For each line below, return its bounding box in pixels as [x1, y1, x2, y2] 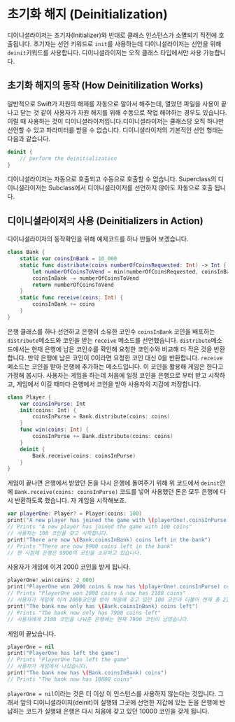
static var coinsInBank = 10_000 [20, 255, 117, 262]
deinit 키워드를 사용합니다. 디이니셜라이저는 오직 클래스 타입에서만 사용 [7, 48, 202, 57]
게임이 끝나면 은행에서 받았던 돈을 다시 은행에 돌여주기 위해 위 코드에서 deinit [7, 479, 220, 487]
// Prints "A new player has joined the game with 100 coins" [7, 523, 192, 530]
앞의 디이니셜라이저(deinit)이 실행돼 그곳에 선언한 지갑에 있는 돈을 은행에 [20, 698, 218, 707]
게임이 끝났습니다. [7, 629, 57, 637]
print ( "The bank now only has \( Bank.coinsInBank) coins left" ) [7, 602, 199, 609]
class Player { [7, 393, 52, 401]
